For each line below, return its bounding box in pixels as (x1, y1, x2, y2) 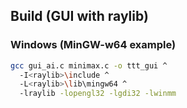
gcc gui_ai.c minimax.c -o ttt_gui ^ (10, 60, 168, 71)
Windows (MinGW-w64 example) (10, 38, 177, 52)
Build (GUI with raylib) (10, 8, 149, 25)
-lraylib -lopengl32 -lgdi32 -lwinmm (19, 89, 177, 99)
